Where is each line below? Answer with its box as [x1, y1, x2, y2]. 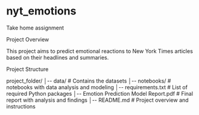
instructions [6, 102, 36, 110]
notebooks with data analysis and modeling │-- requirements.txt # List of [6, 83, 188, 91]
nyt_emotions [6, 4, 77, 18]
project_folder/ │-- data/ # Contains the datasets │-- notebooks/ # [6, 77, 171, 84]
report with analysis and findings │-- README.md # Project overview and [6, 96, 189, 104]
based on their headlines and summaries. [6, 54, 109, 61]
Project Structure [6, 65, 49, 73]
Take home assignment [6, 24, 65, 31]
